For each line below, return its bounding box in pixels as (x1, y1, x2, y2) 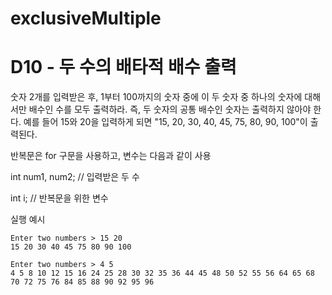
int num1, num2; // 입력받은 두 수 (10, 171, 140, 183)
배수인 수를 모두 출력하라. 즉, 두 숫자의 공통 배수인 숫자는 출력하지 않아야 (28, 103, 312, 116)
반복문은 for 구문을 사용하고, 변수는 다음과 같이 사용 (10, 150, 212, 162)
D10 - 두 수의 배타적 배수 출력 (10, 56, 237, 79)
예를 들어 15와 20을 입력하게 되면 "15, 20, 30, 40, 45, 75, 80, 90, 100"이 (23, 116, 308, 128)
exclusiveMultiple (10, 7, 162, 30)
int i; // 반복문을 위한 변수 (10, 192, 109, 204)
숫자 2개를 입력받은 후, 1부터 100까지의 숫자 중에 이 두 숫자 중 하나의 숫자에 (10, 91, 303, 103)
